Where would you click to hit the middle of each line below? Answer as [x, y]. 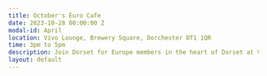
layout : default [35, 60]
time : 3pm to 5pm [37, 45]
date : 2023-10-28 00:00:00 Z [56, 23]
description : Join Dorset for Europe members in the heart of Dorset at [131, 52]
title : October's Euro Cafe [55, 15]
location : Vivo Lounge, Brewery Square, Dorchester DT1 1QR [110, 38]
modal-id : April [35, 30]
